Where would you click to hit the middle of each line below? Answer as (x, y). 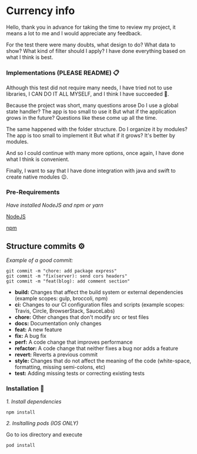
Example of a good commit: (40, 260)
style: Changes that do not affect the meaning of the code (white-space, (103, 361)
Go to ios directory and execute (44, 434)
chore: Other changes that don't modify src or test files (81, 317)
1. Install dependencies (34, 401)
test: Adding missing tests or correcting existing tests (80, 374)
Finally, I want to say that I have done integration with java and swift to (91, 171)
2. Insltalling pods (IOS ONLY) (42, 423)
